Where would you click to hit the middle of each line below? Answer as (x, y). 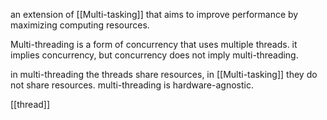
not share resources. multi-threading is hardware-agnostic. (132, 85)
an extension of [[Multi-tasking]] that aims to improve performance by (154, 14)
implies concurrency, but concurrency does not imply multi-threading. (154, 55)
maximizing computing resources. (80, 25)
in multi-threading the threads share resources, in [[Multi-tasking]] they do (164, 74)
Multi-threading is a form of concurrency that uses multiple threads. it (154, 44)
